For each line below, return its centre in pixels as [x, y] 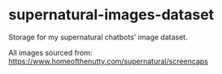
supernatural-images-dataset [111, 15]
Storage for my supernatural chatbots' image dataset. [98, 37]
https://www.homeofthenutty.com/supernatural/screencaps [109, 61]
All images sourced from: [50, 52]
